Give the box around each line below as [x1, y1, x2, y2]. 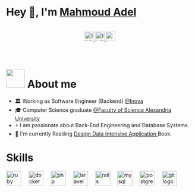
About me [27, 77, 77, 91]
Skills [6, 151, 34, 165]
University [14, 115, 40, 122]
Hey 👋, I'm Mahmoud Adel [6, 5, 137, 19]
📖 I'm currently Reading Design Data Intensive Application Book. [14, 130, 172, 137]
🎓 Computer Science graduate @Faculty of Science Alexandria [14, 106, 172, 114]
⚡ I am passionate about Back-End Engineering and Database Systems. [14, 121, 190, 128]
